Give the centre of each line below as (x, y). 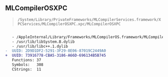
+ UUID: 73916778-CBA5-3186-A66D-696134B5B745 (56, 56)
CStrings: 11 (26, 69)
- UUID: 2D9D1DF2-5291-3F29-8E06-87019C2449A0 (56, 51)
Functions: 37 (26, 60)
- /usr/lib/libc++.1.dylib (40, 46)
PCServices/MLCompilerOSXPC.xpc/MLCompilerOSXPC (69, 24)
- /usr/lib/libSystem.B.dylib (43, 42)
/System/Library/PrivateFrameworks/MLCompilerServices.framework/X (89, 19)
